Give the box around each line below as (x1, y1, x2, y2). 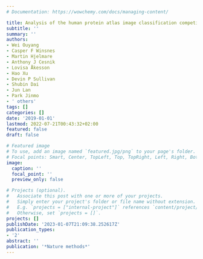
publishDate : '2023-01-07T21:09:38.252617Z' (6, 221, 120, 227)
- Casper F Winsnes (6, 48, 56, 54)
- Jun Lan (6, 87, 31, 94)
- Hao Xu (6, 70, 28, 76)
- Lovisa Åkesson (6, 65, 50, 71)
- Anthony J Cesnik (6, 59, 56, 65)
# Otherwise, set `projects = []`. (6, 209, 101, 216)
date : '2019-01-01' (6, 115, 56, 121)
